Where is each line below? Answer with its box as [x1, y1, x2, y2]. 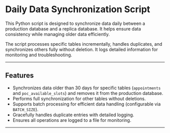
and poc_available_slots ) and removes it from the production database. [12, 90, 163, 96]
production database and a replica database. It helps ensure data [5, 25, 141, 31]
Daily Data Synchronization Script [5, 4, 150, 15]
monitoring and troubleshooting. [5, 52, 72, 58]
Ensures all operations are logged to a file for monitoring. [12, 117, 132, 123]
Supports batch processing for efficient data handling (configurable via [12, 101, 161, 107]
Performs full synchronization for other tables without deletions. [12, 95, 146, 102]
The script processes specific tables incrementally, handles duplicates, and [5, 41, 162, 47]
